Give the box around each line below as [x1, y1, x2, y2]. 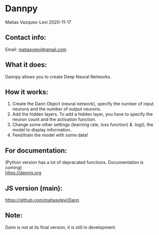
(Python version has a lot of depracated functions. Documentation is [5, 159, 144, 165]
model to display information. [12, 127, 72, 133]
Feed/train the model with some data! [12, 132, 89, 138]
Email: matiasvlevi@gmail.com [5, 46, 66, 52]
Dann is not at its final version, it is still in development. [5, 224, 117, 230]
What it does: [5, 61, 47, 69]
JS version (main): [5, 184, 63, 192]
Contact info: [5, 33, 47, 42]
